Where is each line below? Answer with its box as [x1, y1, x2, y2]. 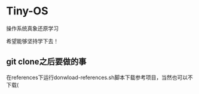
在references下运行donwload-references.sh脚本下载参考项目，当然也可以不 [6, 74, 193, 81]
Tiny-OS [6, 4, 48, 18]
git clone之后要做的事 [6, 57, 87, 67]
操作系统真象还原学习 [6, 25, 59, 32]
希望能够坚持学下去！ [6, 37, 59, 44]
